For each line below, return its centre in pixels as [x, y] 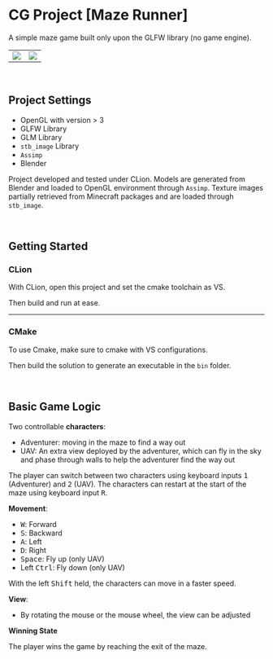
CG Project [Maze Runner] [98, 15]
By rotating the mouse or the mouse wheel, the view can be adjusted [135, 615]
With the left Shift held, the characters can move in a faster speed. [123, 583]
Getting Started [48, 246]
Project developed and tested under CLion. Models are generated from [127, 179]
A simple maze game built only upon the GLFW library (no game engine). [130, 37]
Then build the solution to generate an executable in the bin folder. [120, 365]
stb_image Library [50, 146]
